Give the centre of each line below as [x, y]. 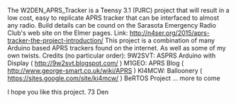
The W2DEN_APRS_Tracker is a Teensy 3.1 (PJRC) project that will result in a [118, 10]
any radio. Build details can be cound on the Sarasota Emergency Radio [112, 25]
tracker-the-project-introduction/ [56, 40]
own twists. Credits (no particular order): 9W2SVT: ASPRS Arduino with [112, 55]
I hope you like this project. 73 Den [58, 92]
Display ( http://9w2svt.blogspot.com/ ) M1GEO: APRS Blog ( [96, 63]
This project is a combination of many [160, 40]
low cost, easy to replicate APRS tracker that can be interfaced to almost [113, 18]
